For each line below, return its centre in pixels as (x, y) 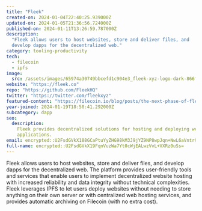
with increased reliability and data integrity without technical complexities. (98, 182)
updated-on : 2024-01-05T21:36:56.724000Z (59, 23)
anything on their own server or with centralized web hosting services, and (99, 195)
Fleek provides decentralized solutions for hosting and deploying (103, 129)
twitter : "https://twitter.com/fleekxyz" (59, 96)
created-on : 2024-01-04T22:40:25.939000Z (59, 17)
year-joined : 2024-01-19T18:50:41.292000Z (60, 107)
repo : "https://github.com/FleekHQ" (52, 90)
